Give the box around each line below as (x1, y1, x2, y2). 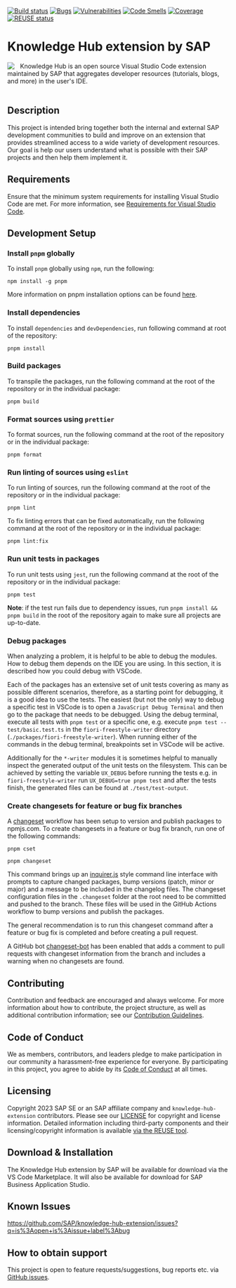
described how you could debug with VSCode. (7, 667, 143, 676)
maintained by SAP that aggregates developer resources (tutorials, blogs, (7, 69, 220, 77)
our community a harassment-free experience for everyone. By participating (7, 1057, 228, 1065)
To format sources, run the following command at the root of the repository (7, 431, 225, 439)
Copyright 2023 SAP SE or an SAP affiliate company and (7, 1103, 171, 1112)
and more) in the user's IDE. (7, 77, 88, 85)
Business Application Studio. (7, 1180, 90, 1188)
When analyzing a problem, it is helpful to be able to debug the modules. (7, 652, 218, 660)
